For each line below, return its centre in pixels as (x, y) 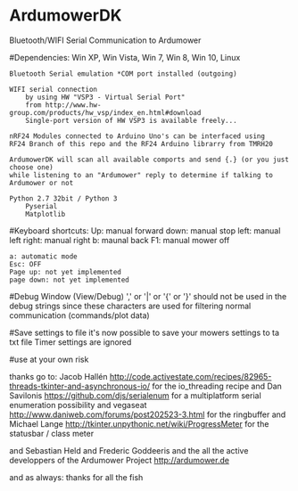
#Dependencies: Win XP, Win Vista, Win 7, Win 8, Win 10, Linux (125, 57)
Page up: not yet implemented (66, 272)
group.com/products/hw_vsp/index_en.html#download (105, 112)
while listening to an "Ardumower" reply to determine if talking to (141, 175)
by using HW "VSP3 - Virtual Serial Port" (105, 97)
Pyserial (41, 206)
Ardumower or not (41, 183)
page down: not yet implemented (69, 280)
